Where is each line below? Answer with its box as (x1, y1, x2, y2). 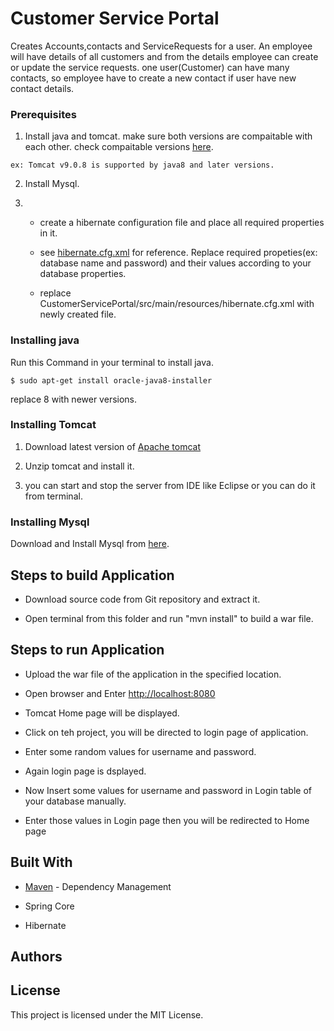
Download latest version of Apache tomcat (24, 440, 202, 452)
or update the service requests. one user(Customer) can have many (10, 61, 290, 73)
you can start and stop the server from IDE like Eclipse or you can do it (24, 479, 316, 491)
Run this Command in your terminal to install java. (10, 356, 214, 368)
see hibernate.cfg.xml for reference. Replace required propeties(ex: (39, 247, 318, 259)
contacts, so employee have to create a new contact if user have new (10, 72, 297, 84)
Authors (10, 948, 63, 965)
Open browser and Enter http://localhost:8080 (24, 687, 216, 699)
